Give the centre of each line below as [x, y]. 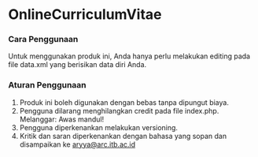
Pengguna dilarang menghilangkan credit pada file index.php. [119, 110]
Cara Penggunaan [43, 39]
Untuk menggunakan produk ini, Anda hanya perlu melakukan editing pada [129, 56]
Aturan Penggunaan [47, 85]
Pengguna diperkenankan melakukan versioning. [99, 127]
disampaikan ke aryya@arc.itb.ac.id [77, 144]
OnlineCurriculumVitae [85, 15]
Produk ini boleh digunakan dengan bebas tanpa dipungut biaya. [124, 102]
